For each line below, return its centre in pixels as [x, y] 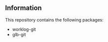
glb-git [19, 34]
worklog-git [24, 29]
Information [24, 8]
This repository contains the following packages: [54, 20]
